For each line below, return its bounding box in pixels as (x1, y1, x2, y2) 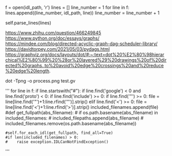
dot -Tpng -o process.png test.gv (5, 78, 76, 84)
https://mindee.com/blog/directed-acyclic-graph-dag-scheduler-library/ (5, 41, 158, 47)
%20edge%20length (5, 68, 50, 74)
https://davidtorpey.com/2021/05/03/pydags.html (5, 46, 110, 52)
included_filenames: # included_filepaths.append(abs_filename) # (5, 115, 144, 121)
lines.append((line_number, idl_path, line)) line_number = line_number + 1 (5, 10, 160, 16)
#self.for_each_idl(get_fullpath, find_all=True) (5, 130, 114, 135)
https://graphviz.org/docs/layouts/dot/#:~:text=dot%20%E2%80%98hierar (5, 51, 165, 57)
